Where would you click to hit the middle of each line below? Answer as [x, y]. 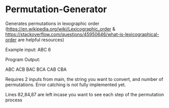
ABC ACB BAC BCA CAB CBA [36, 69]
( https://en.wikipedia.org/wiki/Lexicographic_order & [60, 29]
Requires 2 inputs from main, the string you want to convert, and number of [84, 79]
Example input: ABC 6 [28, 49]
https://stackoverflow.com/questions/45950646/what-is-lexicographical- [82, 34]
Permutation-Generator [56, 9]
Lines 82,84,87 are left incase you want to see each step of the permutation [85, 94]
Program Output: [23, 59]
